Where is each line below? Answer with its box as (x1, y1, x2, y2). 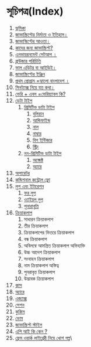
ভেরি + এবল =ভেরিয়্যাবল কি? (15, 90, 66, 97)
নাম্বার (32, 130, 41, 137)
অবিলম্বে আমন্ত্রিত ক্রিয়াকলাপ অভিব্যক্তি (23, 242, 85, 249)
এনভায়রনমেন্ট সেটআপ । (15, 50, 57, 57)
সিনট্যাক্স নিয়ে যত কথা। (15, 84, 55, 91)
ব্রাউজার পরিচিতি (15, 57, 41, 64)
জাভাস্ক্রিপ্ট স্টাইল (15, 321, 43, 328)
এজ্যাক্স (15, 295, 27, 302)
